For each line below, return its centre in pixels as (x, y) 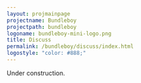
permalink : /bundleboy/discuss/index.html (70, 46)
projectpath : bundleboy (42, 27)
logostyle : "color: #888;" (46, 53)
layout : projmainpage (39, 14)
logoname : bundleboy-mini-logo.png (59, 33)
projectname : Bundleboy (42, 20)
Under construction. (36, 73)
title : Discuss (29, 40)
